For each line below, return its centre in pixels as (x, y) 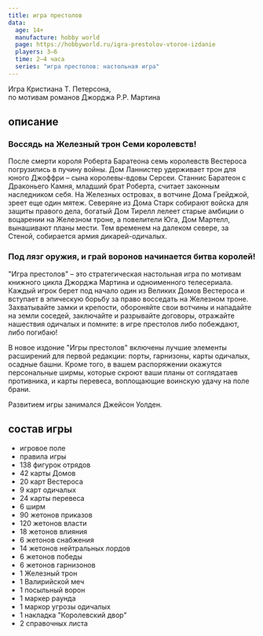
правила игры (43, 456)
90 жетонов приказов (56, 514)
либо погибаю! (33, 332)
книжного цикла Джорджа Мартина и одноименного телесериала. (121, 282)
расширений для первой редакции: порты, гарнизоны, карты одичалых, (129, 356)
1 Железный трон (48, 573)
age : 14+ (29, 30)
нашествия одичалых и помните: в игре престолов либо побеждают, (124, 323)
